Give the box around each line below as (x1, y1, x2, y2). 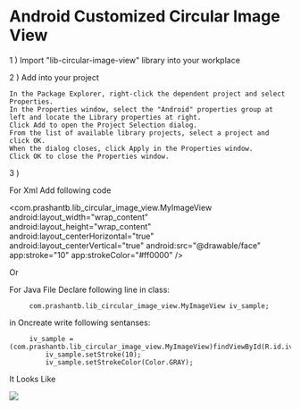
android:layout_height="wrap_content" (9, 221, 152, 231)
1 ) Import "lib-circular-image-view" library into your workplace (9, 54, 241, 65)
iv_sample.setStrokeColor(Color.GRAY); (45, 357, 194, 367)
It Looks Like (9, 373, 56, 384)
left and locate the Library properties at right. (9, 113, 202, 121)
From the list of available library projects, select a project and (9, 128, 270, 138)
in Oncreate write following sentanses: (9, 317, 151, 328)
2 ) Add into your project (9, 71, 100, 82)
